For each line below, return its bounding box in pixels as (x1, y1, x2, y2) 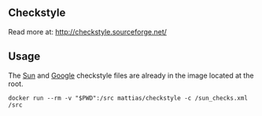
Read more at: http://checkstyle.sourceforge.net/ (8, 27, 168, 36)
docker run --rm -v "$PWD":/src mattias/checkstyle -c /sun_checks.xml (8, 94, 248, 102)
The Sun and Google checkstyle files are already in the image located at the (8, 71, 254, 80)
